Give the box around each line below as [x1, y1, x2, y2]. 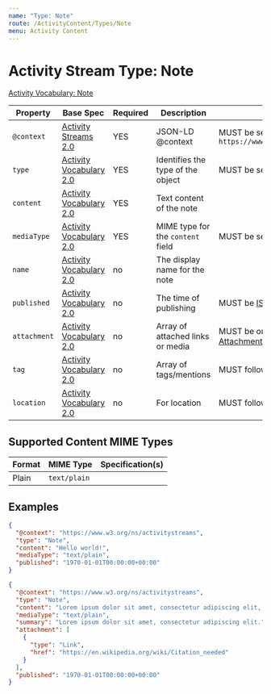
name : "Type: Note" [8, 11, 74, 20]
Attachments [219, 336, 268, 347]
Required [112, 107, 149, 119]
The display [156, 254, 201, 265]
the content [156, 231, 200, 242]
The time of [156, 292, 200, 303]
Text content [156, 193, 204, 204]
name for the [156, 264, 205, 275]
